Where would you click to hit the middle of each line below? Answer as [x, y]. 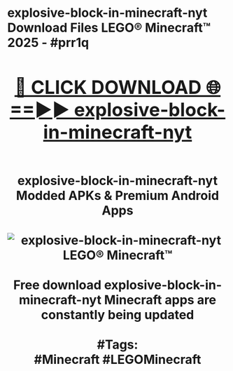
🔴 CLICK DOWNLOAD [108, 87]
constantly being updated [118, 315]
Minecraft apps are [160, 300]
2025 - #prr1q [48, 43]
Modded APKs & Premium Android [118, 195]
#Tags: [118, 344]
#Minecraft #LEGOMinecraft [118, 359]
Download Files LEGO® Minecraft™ [109, 28]
